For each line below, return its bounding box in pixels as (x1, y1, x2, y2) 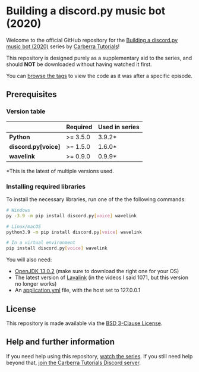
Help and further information (6, 337, 115, 347)
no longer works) (14, 280, 57, 287)
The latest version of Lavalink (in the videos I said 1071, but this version (14, 274, 189, 281)
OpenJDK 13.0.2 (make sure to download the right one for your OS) (14, 268, 179, 275)
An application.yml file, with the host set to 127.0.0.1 (14, 287, 141, 294)
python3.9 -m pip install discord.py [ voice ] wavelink (6, 229, 143, 235)
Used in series (97, 123, 140, 131)
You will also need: (6, 256, 52, 263)
